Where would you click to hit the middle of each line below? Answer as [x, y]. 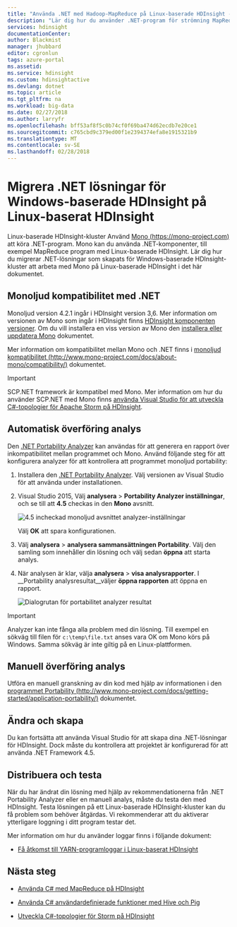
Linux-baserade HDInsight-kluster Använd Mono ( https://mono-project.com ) [119, 236]
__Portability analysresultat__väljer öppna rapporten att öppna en [112, 581]
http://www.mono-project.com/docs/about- [114, 357]
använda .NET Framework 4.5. [51, 752]
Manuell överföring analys [66, 666]
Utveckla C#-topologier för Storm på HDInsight [86, 916]
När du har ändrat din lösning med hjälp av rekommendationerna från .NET [116, 792]
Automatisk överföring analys [74, 429]
